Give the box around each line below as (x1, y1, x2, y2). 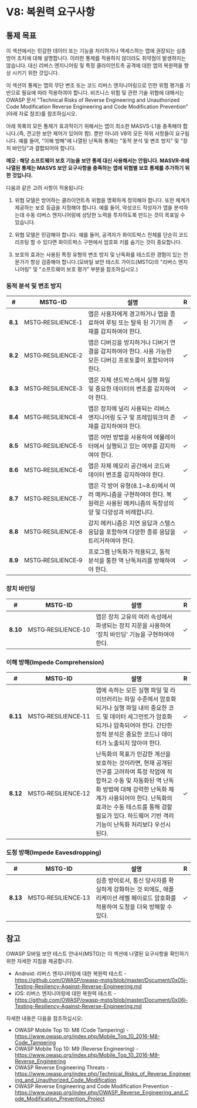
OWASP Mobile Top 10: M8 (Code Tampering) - (14, 1026, 129, 1033)
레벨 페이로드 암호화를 (118, 894, 176, 902)
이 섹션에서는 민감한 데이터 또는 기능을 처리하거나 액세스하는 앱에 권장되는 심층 (6, 48, 186, 54)
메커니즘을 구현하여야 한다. (95, 491, 165, 499)
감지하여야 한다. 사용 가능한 (100, 347, 172, 355)
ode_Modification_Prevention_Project (14, 1095, 105, 1102)
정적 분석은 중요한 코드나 (96, 730, 160, 738)
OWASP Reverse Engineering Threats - (14, 1064, 109, 1071)
